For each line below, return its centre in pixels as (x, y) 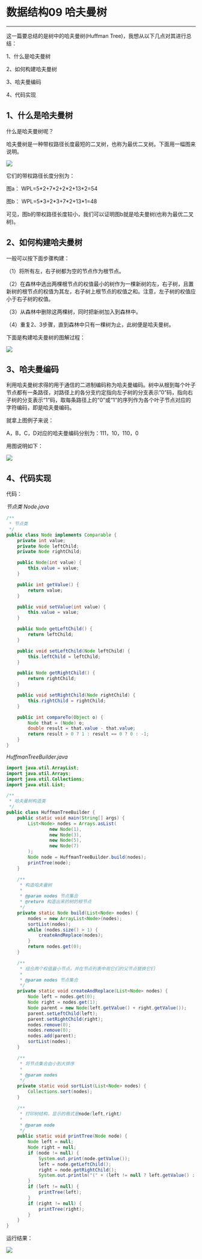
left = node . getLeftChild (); (75, 1164)
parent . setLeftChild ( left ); (63, 1014)
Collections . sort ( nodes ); (60, 1092)
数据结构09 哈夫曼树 (57, 12)
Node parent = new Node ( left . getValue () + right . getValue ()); (107, 1008)
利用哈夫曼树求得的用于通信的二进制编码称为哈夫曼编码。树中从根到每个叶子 (101, 385)
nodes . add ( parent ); (52, 1036)
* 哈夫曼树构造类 (27, 801)
